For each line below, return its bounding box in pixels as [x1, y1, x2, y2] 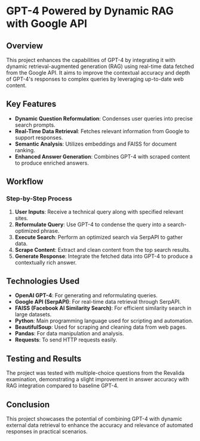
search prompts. [14, 121, 56, 128]
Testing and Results [6, 353, 82, 363]
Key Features [6, 99, 57, 109]
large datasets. [14, 311, 52, 318]
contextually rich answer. [14, 258, 77, 266]
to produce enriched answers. [14, 159, 90, 166]
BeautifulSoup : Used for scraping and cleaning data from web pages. [14, 323, 187, 331]
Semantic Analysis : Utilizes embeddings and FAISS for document [14, 140, 177, 147]
